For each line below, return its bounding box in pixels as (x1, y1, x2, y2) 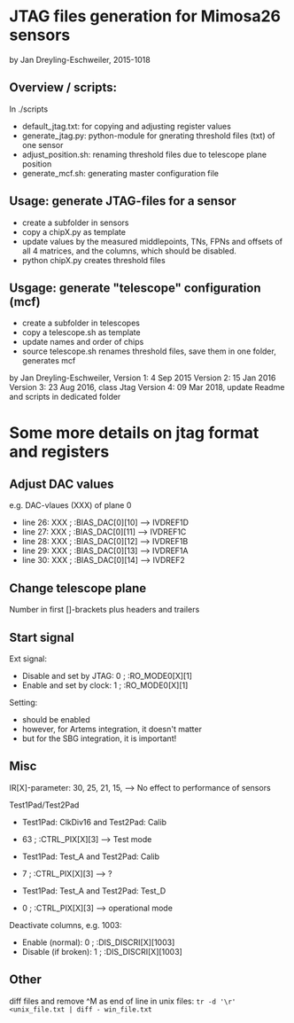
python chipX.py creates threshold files (21, 254, 166, 265)
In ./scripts (9, 104, 49, 114)
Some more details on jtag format (9, 423, 259, 442)
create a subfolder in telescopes (21, 317, 140, 329)
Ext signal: (9, 653, 47, 664)
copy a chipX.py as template (21, 226, 127, 237)
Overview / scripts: (9, 80, 118, 95)
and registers (9, 441, 110, 462)
